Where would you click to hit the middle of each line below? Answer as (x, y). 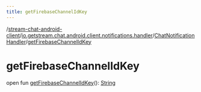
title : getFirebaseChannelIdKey (47, 12)
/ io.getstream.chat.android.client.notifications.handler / (87, 35)
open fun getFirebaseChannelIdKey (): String (61, 82)
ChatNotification (175, 35)
